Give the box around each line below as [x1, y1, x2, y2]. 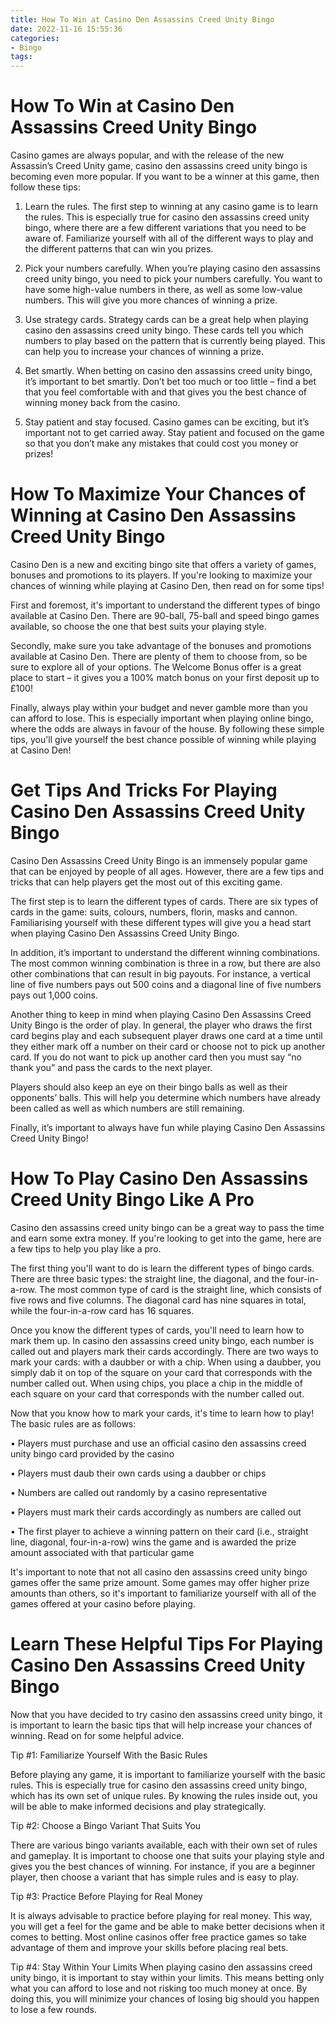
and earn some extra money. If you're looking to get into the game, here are [10, 1232, 322, 1244]
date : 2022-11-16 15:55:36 [10, 24, 123, 34]
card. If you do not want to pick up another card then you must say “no [10, 1051, 302, 1063]
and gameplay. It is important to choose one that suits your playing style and [10, 1849, 325, 1861]
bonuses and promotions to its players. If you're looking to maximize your [10, 569, 313, 581]
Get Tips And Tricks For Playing [10, 779, 278, 802]
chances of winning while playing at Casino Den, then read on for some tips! [10, 580, 325, 591]
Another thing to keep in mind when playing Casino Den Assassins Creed [10, 1008, 312, 1020]
